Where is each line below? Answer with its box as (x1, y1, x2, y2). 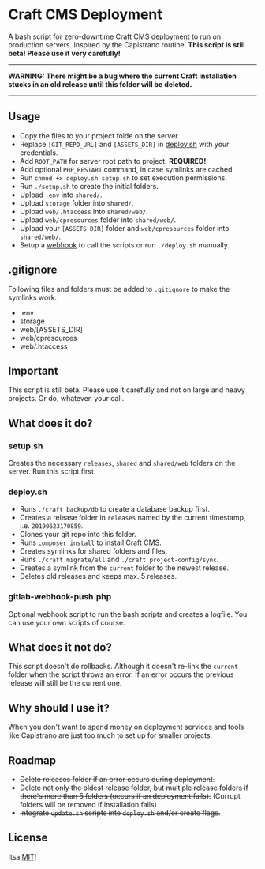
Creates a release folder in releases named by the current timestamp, (19, 512, 246, 523)
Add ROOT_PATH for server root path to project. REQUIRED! (19, 156, 207, 165)
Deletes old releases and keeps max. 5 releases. (19, 572, 177, 581)
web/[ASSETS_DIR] (19, 324, 83, 334)
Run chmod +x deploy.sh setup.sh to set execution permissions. (19, 172, 227, 183)
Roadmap (8, 754, 57, 767)
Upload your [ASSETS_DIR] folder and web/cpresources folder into (19, 223, 230, 232)
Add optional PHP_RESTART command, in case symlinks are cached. (19, 164, 235, 174)
